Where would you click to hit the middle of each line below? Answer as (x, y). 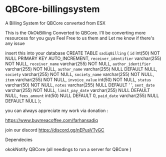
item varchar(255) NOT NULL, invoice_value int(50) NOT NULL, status (78, 79)
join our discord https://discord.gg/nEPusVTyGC (55, 130)
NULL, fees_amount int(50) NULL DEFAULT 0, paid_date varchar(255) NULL (82, 95)
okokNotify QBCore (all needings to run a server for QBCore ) (68, 149)
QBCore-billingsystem (52, 9)
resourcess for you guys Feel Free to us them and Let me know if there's (80, 38)
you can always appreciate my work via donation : (57, 110)
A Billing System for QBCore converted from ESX (55, 23)
